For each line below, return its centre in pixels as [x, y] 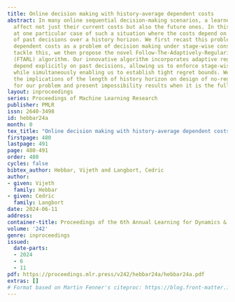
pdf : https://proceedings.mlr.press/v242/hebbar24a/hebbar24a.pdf [106, 274]
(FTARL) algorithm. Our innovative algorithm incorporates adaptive [115, 60]
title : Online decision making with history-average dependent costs [111, 14]
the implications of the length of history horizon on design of [111, 79]
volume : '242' [28, 228]
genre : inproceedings [39, 235]
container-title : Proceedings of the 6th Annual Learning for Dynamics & [117, 222]
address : [20, 216]
